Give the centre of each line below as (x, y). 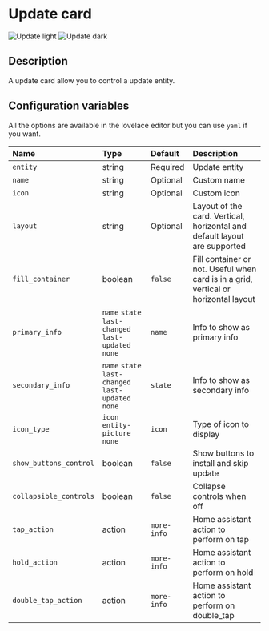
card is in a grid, (223, 279)
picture (116, 433)
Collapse (209, 486)
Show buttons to (223, 453)
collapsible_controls (53, 496)
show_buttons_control (53, 463)
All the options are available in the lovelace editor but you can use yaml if (128, 125)
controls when (219, 496)
